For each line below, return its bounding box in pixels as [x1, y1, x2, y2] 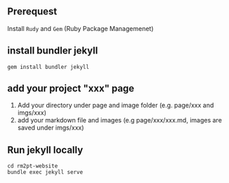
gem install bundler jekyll [7, 63, 90, 70]
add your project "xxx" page [7, 82, 135, 94]
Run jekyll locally [7, 144, 84, 156]
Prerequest [7, 6, 58, 18]
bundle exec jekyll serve [7, 169, 83, 176]
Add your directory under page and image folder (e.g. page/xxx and [17, 101, 214, 110]
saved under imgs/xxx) [17, 123, 84, 132]
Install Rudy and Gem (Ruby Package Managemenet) [7, 24, 154, 32]
